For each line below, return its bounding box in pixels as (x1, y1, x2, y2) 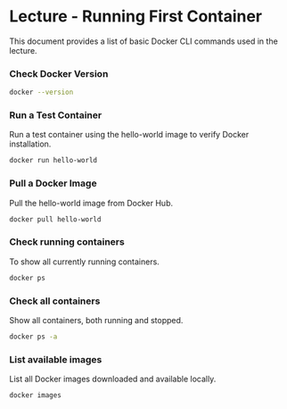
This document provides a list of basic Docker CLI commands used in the (9, 36, 278, 46)
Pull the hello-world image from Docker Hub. (9, 197, 174, 208)
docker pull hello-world (9, 214, 102, 224)
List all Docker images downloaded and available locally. (9, 373, 217, 385)
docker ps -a (9, 332, 58, 341)
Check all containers (9, 295, 101, 307)
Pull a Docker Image (9, 177, 97, 189)
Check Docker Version (9, 67, 109, 79)
